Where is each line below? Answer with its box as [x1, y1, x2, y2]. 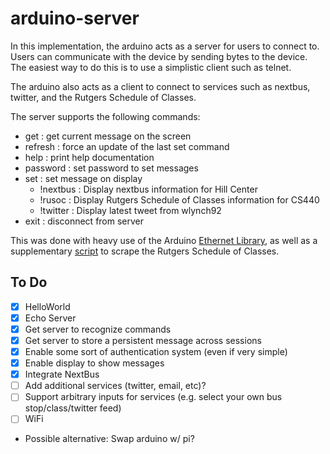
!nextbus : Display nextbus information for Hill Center [39, 183, 258, 195]
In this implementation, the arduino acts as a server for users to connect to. [10, 40, 320, 52]
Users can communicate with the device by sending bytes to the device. [10, 50, 308, 62]
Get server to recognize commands [24, 323, 172, 335]
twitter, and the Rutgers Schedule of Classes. [10, 91, 197, 103]
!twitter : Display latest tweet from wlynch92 [39, 204, 222, 216]
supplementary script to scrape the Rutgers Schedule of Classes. [10, 245, 280, 257]
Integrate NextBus [24, 368, 100, 381]
